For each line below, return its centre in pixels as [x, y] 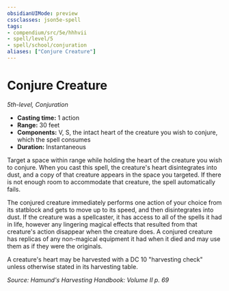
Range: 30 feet [38, 125]
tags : [15, 26]
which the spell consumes [54, 139]
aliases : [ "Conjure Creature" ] [52, 52]
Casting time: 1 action [48, 118]
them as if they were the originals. [55, 246]
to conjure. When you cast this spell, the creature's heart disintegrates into [112, 167]
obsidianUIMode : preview [42, 13]
